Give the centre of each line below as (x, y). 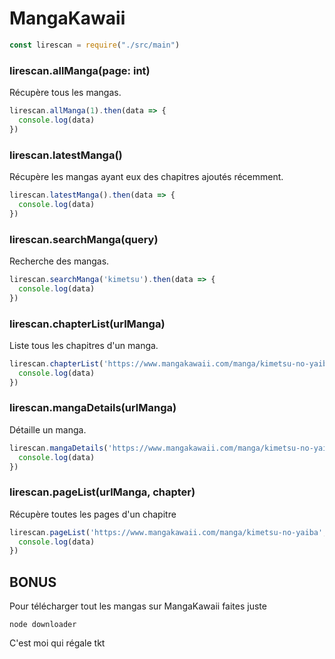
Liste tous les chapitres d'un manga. (84, 345)
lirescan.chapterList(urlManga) (87, 324)
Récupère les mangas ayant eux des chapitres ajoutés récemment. (146, 177)
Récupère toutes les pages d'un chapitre (93, 514)
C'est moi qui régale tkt (57, 643)
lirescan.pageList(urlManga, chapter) (102, 492)
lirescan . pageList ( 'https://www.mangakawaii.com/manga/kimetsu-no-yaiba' (166, 532)
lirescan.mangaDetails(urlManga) (93, 408)
